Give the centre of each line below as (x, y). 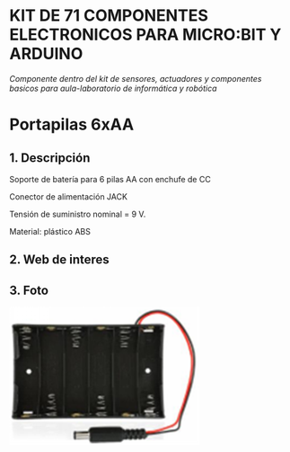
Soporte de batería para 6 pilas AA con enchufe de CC (110, 179)
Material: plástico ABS (50, 231)
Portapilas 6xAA (72, 124)
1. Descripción (50, 158)
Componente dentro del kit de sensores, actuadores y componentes (136, 78)
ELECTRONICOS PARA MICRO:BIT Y (145, 35)
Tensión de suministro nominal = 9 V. (78, 214)
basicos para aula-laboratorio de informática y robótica (113, 88)
